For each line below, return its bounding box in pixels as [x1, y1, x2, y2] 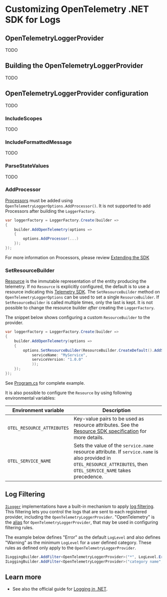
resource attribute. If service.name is [74, 448, 159, 455]
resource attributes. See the [74, 421, 139, 428]
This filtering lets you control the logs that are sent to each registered [5, 508, 147, 514]
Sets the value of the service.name [74, 442, 154, 449]
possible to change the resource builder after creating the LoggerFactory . [5, 305, 155, 311]
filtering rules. [5, 524, 34, 530]
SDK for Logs [5, 14, 61, 25]
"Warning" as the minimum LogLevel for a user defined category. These [5, 539, 152, 545]
